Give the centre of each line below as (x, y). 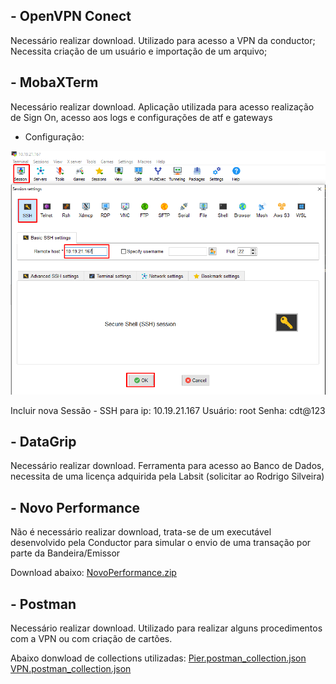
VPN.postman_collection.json (71, 668)
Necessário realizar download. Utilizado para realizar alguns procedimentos (166, 628)
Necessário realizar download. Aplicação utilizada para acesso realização (162, 106)
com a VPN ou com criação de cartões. (91, 638)
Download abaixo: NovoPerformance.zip (93, 573)
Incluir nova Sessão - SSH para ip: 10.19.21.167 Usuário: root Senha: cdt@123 (168, 410)
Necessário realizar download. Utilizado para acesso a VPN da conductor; (163, 40)
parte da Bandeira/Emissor (65, 553)
